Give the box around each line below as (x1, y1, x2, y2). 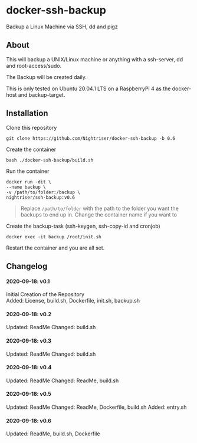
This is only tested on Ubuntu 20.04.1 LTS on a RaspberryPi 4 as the (6, 85, 171, 92)
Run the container (6, 168, 50, 175)
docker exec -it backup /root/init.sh (6, 234, 101, 239)
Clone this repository (6, 124, 57, 131)
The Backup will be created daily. (6, 73, 87, 80)
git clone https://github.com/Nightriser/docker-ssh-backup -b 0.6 (6, 135, 176, 142)
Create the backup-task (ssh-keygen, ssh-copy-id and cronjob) (6, 222, 160, 229)
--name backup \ (6, 184, 46, 190)
